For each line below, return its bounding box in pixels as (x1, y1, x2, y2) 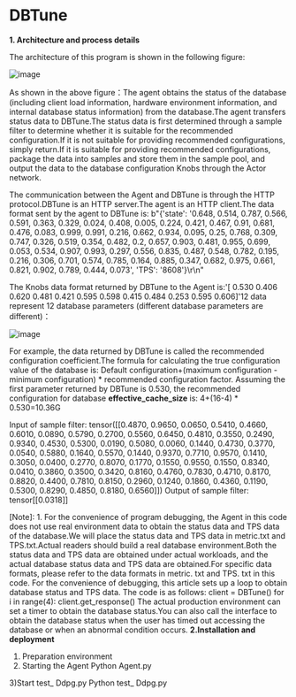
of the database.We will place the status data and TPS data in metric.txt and (9, 530, 285, 540)
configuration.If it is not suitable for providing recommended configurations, (9, 134, 285, 145)
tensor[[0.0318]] (9, 494, 69, 505)
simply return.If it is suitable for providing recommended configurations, (9, 143, 271, 155)
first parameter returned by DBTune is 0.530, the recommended (9, 383, 241, 394)
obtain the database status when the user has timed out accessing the (9, 615, 265, 625)
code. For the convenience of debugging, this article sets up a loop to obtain (9, 577, 288, 588)
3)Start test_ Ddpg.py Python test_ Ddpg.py (9, 678, 168, 688)
